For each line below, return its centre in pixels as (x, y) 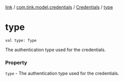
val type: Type (21, 40)
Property (16, 63)
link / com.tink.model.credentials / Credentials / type (59, 7)
